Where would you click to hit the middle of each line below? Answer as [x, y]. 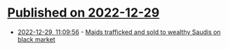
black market [36, 39]
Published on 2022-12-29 [83, 13]
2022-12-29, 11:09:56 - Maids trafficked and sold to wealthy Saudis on [119, 32]
